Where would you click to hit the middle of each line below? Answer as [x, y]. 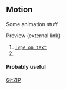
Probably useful [26, 67]
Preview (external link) [33, 36]
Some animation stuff [32, 24]
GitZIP [14, 80]
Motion [19, 10]
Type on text [31, 47]
